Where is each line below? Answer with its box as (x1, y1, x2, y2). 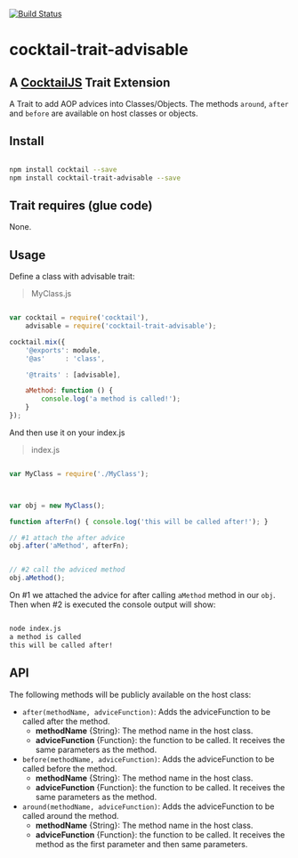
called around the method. (21, 810, 119, 821)
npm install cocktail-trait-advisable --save (9, 174, 181, 182)
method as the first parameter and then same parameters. (35, 838, 248, 849)
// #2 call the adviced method (9, 565, 125, 574)
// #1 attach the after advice (9, 533, 125, 542)
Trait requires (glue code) (9, 198, 153, 213)
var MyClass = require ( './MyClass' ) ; (9, 469, 149, 478)
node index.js (9, 624, 62, 634)
